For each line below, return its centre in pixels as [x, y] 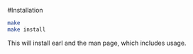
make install [27, 29]
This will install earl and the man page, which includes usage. [97, 43]
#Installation [26, 10]
